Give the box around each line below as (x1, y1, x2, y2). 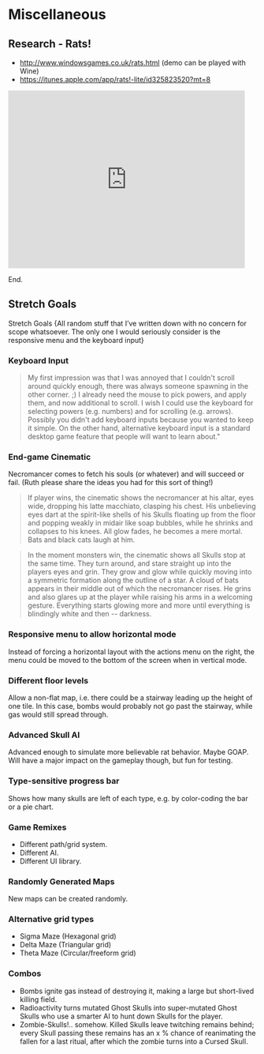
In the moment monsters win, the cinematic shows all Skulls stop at (27, 551, 246, 560)
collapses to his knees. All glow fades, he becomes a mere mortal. (27, 527, 243, 536)
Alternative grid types (8, 914, 95, 925)
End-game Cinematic (8, 452, 91, 463)
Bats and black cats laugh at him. (27, 535, 136, 544)
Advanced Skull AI (8, 729, 80, 740)
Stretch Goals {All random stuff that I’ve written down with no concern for (8, 318, 247, 328)
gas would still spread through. (8, 710, 109, 719)
